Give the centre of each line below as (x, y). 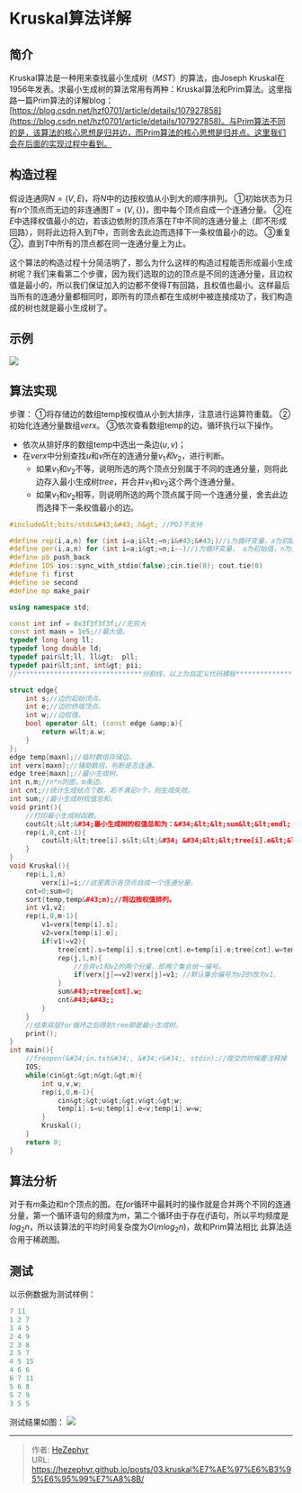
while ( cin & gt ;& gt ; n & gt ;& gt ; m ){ (84, 1075)
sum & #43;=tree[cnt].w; (100, 992)
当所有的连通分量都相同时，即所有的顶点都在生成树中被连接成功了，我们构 (147, 296)
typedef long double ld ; (56, 649)
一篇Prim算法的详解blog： (65, 100)
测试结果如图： (37, 1422)
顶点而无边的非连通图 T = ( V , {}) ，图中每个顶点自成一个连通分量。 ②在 (161, 209)
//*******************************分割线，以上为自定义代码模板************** (151, 674)
